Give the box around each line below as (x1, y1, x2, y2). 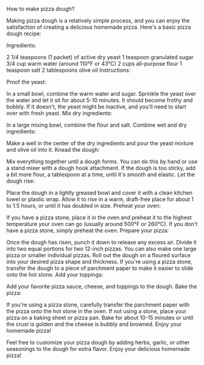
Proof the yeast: (6, 79, 47, 85)
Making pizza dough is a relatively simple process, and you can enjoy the (6, 17, 190, 24)
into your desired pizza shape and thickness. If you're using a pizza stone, (6, 258, 193, 265)
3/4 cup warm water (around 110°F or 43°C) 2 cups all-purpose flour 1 (6, 60, 183, 67)
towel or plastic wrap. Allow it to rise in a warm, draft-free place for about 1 (6, 196, 194, 203)
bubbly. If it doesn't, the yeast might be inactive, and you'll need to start (6, 103, 187, 110)
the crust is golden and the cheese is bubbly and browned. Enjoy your (6, 321, 182, 328)
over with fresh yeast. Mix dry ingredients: (6, 110, 113, 116)
